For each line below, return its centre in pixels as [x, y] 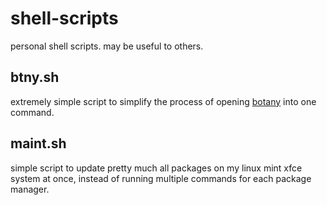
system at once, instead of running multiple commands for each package [161, 178]
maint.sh [38, 143]
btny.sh [35, 77]
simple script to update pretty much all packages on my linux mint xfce [156, 168]
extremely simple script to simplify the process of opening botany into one [163, 101]
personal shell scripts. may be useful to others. [107, 46]
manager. [30, 189]
